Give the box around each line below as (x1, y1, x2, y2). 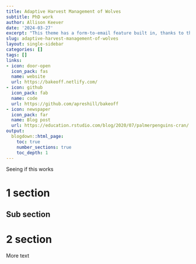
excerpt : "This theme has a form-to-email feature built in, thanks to (6, 30, 184, 36)
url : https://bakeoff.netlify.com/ (11, 79, 98, 85)
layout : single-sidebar (6, 41, 64, 47)
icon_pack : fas (11, 68, 48, 74)
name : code (11, 95, 38, 101)
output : (6, 128, 25, 134)
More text (6, 252, 29, 259)
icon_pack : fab (11, 90, 48, 96)
